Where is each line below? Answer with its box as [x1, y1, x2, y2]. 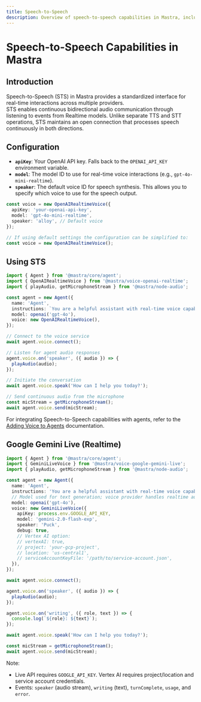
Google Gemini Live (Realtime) [6, 439, 121, 450]
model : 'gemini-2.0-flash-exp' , [17, 517, 98, 523]
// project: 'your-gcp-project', [17, 544, 100, 550]
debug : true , [17, 527, 50, 534]
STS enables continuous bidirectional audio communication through [6, 106, 173, 113]
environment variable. [14, 164, 69, 172]
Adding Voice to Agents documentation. [6, 422, 105, 429]
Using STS [6, 256, 46, 267]
